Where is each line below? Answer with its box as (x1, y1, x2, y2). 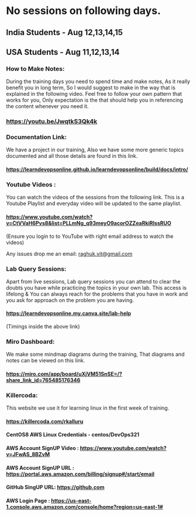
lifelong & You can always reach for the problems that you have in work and (6, 290, 188, 297)
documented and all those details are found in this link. (6, 153, 138, 160)
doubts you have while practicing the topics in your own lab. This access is (6, 284, 187, 291)
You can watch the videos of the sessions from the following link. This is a (6, 194, 184, 201)
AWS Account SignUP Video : (6, 445, 79, 452)
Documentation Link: (6, 133, 67, 141)
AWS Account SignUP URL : (6, 464, 74, 471)
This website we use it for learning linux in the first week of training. (6, 404, 170, 411)
